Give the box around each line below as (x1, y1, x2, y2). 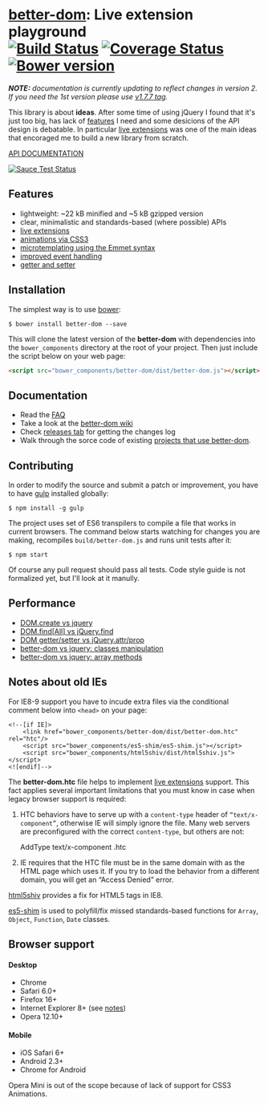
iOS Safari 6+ (19, 1048, 65, 1058)
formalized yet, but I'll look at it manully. (8, 574, 140, 583)
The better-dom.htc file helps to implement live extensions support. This (8, 777, 250, 786)
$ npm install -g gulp (8, 504, 84, 513)
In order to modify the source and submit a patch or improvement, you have (8, 480, 258, 490)
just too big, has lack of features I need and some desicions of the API (8, 116, 240, 125)
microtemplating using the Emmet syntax (19, 242, 156, 252)
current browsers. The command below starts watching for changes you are (8, 527, 261, 537)
